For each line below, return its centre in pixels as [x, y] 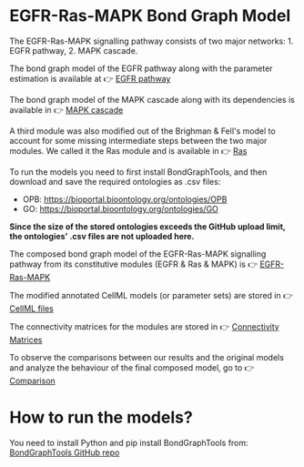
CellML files [32, 308]
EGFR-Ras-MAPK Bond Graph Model [150, 16]
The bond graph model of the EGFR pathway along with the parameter [141, 68]
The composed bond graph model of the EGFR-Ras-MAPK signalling [138, 254]
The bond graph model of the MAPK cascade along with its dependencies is [152, 99]
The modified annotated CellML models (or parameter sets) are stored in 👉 [152, 295]
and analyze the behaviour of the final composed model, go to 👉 [132, 367]
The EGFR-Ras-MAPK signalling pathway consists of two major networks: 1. [152, 41]
